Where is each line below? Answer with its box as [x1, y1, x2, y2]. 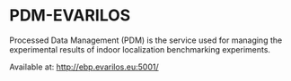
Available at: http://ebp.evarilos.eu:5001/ [9, 61, 159, 72]
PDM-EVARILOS [9, 5, 131, 26]
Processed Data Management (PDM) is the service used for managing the [9, 35, 283, 45]
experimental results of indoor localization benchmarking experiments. [9, 44, 271, 54]
